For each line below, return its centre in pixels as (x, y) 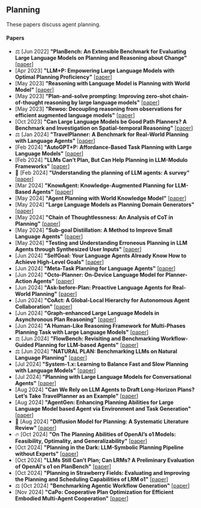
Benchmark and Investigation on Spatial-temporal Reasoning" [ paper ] (104, 128)
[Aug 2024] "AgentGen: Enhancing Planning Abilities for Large (94, 402)
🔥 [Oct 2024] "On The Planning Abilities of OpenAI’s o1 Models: (95, 434)
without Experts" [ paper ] (47, 454)
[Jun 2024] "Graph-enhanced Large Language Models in (87, 313)
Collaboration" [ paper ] (43, 307)
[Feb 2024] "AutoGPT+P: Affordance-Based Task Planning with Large (103, 147)
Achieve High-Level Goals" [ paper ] (59, 262)
